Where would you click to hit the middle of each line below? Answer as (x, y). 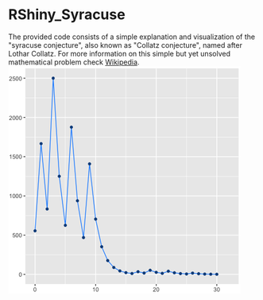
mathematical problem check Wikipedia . (74, 62)
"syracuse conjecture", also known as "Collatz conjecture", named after (125, 45)
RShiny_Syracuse (67, 15)
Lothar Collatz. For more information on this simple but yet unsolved (119, 53)
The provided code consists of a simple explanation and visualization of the (132, 37)
